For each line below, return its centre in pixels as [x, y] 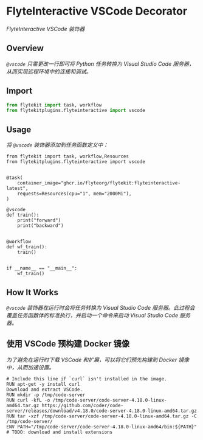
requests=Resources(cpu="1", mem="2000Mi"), [74, 194]
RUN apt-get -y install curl [43, 384]
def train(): [23, 215]
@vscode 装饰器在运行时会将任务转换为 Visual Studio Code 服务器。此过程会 [101, 307]
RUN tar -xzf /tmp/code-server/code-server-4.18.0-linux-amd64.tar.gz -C [102, 416]
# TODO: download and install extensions [60, 432]
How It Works [33, 292]
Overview [25, 48]
